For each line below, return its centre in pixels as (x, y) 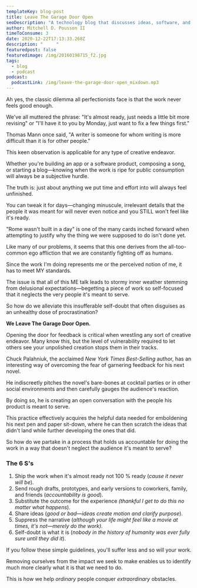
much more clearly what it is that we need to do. (65, 567)
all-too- (177, 247)
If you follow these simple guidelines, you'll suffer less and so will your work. (99, 550)
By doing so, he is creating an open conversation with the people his (89, 400)
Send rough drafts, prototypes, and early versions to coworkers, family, (101, 489)
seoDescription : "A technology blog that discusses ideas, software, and (98, 22)
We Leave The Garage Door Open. (49, 323)
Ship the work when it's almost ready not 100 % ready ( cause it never (99, 476)
